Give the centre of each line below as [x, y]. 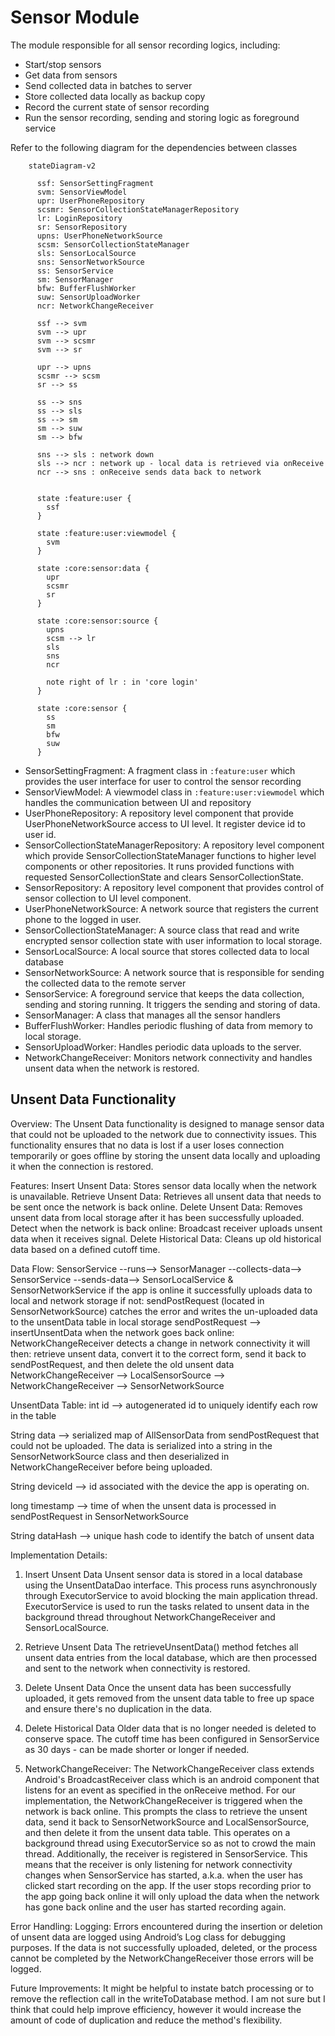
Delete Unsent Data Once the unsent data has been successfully [158, 1687]
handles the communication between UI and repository [138, 802]
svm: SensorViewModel [82, 192]
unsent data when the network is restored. [112, 1068]
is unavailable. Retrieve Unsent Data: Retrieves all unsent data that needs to [166, 1196]
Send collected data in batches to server [108, 85]
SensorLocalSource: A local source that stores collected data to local [167, 951]
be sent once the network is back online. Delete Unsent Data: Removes [156, 1207]
